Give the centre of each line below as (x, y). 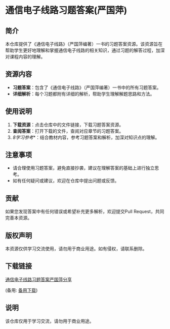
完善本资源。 (18, 218)
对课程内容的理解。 (25, 57)
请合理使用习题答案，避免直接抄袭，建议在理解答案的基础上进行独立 (83, 168)
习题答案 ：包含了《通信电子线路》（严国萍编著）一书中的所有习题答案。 (87, 87)
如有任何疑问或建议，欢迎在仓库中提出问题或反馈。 (66, 181)
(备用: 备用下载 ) (22, 290)
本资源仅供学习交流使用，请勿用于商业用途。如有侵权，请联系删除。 (76, 249)
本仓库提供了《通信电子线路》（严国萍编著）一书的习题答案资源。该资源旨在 (84, 44)
